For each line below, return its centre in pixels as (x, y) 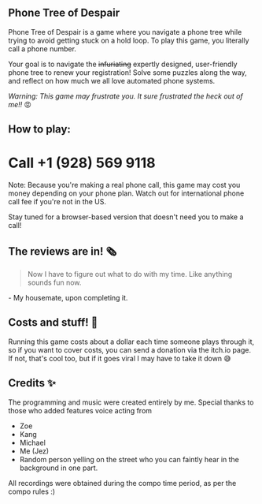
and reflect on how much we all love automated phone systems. (112, 80)
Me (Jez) (34, 451)
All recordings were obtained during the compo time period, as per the (122, 483)
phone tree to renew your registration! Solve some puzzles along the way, (128, 72)
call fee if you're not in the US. (57, 202)
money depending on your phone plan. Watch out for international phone (126, 193)
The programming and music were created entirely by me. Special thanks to (131, 402)
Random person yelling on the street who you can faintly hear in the (129, 459)
